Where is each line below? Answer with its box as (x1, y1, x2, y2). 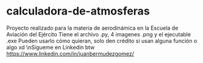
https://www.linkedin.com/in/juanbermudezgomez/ (6, 50, 134, 57)
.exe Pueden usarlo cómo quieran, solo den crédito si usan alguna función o (6, 37, 198, 44)
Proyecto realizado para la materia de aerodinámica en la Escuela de (6, 24, 179, 31)
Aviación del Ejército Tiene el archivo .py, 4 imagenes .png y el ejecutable (6, 30, 191, 38)
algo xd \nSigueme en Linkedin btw (6, 44, 95, 51)
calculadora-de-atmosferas (6, 4, 151, 18)
